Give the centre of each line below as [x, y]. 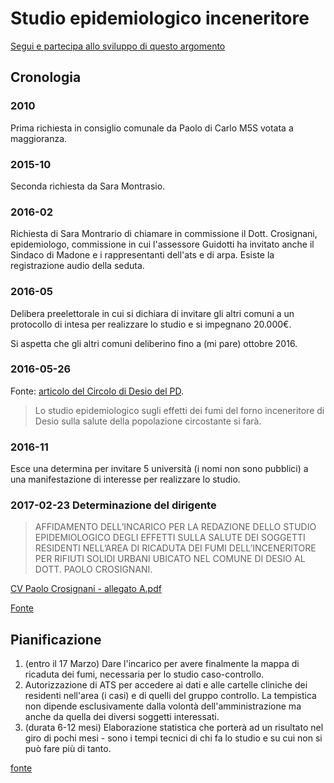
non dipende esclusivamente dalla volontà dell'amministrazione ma [163, 706]
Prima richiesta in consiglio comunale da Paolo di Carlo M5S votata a [152, 128]
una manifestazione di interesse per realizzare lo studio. [125, 479]
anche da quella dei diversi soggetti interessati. [122, 717]
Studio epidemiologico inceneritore [160, 18]
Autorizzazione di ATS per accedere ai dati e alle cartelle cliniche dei [166, 685]
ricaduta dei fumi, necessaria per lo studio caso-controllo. [144, 674]
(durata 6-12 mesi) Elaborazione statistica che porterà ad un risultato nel [174, 728]
